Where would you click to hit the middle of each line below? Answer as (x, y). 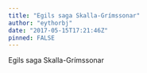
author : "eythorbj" (41, 23)
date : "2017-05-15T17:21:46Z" (58, 30)
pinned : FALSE (32, 38)
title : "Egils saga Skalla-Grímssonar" (74, 15)
